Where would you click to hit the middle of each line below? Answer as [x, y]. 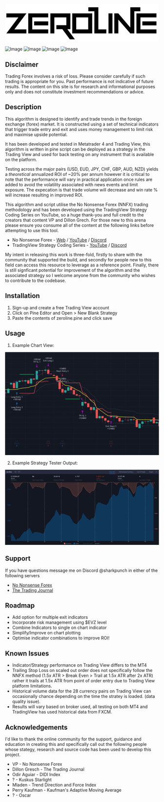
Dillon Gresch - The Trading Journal [48, 769]
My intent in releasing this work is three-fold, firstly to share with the [74, 254]
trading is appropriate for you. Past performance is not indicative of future [79, 82]
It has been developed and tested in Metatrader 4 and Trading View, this [78, 144]
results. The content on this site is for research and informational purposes [80, 87]
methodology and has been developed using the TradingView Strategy [76, 210]
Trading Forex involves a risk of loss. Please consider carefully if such [75, 76]
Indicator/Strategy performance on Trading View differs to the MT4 [80, 665]
